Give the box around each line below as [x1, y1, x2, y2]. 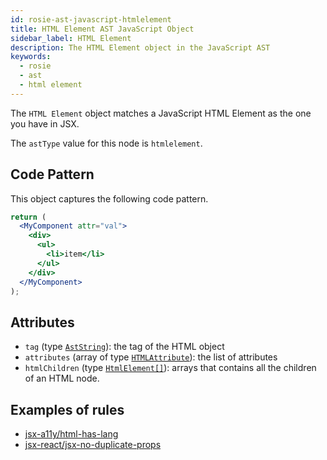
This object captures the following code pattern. [10, 192, 209, 205]
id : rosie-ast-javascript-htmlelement [10, 14, 172, 25]
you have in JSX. [10, 117, 80, 130]
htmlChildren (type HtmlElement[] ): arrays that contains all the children [24, 362, 317, 374]
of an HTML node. [24, 372, 100, 385]
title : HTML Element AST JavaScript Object [10, 24, 195, 34]
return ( [10, 212, 47, 222]
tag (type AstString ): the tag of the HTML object [24, 341, 225, 353]
